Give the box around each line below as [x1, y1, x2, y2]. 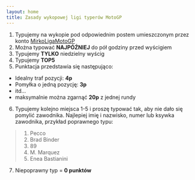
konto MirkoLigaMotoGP [14, 37, 75, 44]
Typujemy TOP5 [14, 56, 55, 64]
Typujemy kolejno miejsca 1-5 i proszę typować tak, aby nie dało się [14, 105, 183, 112]
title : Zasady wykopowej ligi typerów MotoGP [6, 14, 122, 20]
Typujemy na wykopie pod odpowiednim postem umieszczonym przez [14, 31, 190, 38]
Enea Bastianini [29, 155, 68, 162]
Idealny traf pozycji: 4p [14, 74, 73, 82]
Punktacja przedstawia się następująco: [14, 62, 113, 70]
